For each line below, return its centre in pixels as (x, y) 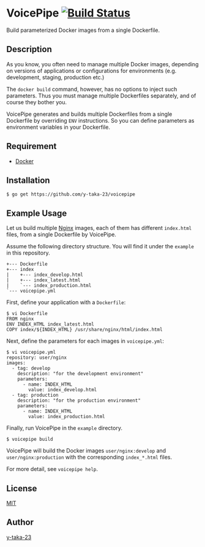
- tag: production (35, 396)
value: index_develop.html (63, 390)
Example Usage (37, 213)
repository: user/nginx (37, 358)
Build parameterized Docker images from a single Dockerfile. (83, 30)
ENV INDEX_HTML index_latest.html (50, 324)
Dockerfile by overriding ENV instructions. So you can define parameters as (100, 120)
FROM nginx (20, 319)
